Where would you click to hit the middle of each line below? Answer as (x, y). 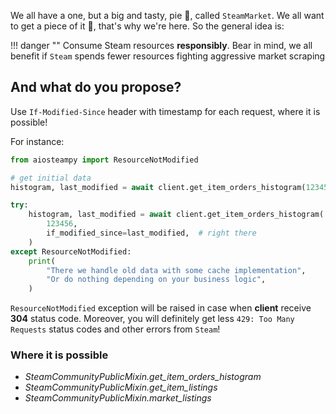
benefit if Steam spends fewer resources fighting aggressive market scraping (168, 56)
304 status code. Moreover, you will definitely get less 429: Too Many (152, 319)
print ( (42, 261)
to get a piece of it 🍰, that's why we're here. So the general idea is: (147, 26)
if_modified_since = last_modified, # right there (151, 233)
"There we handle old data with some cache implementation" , (176, 270)
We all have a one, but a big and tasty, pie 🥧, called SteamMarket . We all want (167, 15)
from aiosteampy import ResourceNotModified (104, 160)
